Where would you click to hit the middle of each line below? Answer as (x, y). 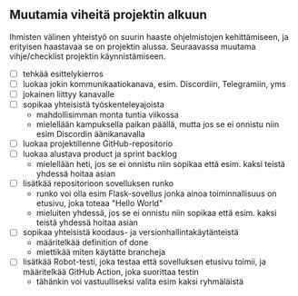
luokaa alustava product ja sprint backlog (99, 154)
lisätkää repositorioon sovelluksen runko (98, 183)
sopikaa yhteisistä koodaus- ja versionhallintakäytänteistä (130, 232)
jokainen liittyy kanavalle (69, 94)
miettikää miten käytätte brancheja (101, 252)
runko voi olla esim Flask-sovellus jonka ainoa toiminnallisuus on (156, 193)
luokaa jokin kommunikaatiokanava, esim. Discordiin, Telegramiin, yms (154, 84)
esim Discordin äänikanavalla (90, 134)
